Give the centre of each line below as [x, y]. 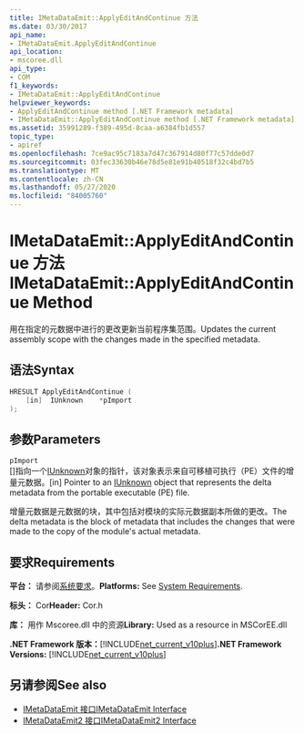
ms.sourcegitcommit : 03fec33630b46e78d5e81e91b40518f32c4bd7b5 [132, 162]
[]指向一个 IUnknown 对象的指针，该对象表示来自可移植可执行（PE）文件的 [148, 471]
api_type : [28, 69]
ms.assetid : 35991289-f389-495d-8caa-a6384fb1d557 [107, 129]
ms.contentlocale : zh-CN [56, 179]
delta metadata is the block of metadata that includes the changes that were [152, 522]
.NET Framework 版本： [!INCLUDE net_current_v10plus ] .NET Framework [146, 644]
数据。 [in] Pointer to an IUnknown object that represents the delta [148, 482]
